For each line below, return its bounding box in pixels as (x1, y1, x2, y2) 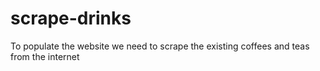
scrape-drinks (10, 7, 132, 30)
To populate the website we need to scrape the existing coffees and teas (10, 40, 310, 52)
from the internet (10, 50, 80, 62)
